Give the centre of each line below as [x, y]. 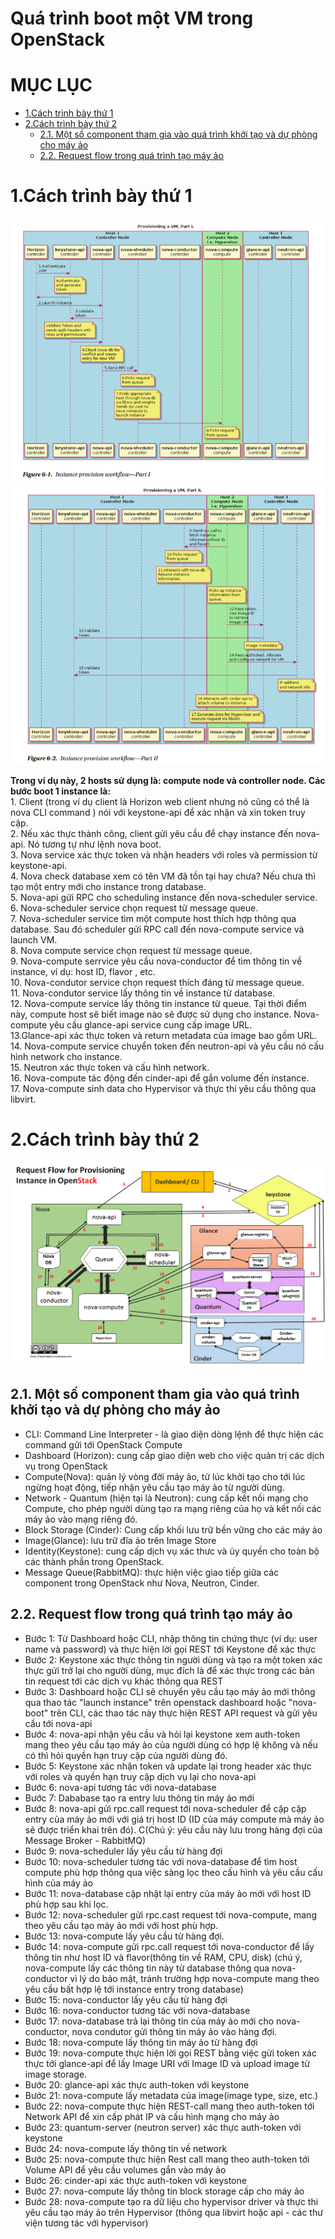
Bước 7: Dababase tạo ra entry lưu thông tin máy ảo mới [139, 1798]
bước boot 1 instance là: [61, 791]
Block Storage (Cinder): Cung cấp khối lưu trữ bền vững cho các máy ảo [173, 1529]
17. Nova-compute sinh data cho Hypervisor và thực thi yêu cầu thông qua [163, 1088]
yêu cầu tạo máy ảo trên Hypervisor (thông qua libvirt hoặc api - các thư [173, 2212]
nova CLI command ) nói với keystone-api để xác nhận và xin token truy [158, 812]
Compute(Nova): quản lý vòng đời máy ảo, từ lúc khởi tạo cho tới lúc [165, 1476]
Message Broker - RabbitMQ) [85, 1840]
